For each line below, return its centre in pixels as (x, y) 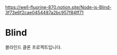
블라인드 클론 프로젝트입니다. (33, 47)
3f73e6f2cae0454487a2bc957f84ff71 (44, 12)
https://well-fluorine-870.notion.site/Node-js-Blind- (59, 7)
